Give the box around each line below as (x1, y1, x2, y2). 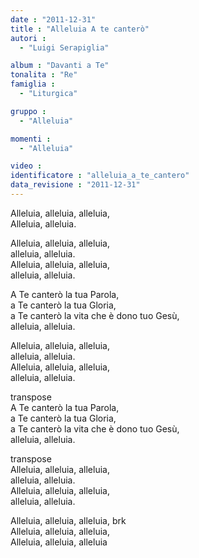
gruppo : (10, 106, 47, 116)
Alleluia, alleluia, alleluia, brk (10, 514, 127, 526)
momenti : (10, 134, 52, 144)
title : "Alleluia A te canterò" (10, 24, 150, 34)
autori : (10, 33, 47, 43)
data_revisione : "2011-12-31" (10, 180, 141, 190)
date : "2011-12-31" (10, 14, 97, 25)
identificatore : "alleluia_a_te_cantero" (10, 171, 190, 181)
